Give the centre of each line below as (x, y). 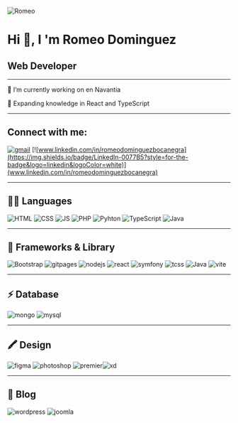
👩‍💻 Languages (40, 202)
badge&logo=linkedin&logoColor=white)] (67, 164)
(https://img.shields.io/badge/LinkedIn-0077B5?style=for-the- (98, 157)
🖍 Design (29, 345)
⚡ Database (33, 294)
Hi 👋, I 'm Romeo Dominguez (92, 40)
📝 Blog (22, 395)
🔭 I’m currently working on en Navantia (64, 90)
